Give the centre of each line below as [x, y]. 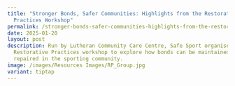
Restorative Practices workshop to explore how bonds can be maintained [122, 53]
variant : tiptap [31, 71]
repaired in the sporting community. [69, 59]
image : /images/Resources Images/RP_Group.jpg [76, 65]
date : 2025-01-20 [33, 33]
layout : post [26, 40]
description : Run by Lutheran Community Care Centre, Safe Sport [104, 46]
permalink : [23, 26]
